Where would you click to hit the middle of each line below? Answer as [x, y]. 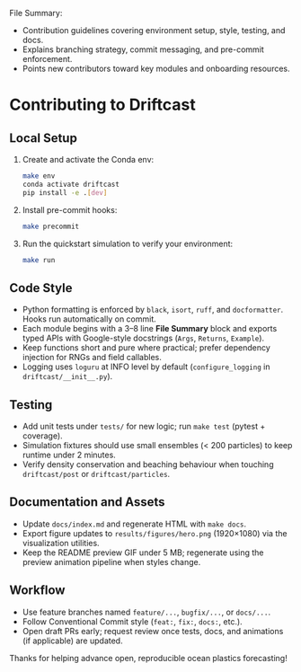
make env [39, 176]
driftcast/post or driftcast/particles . [96, 474]
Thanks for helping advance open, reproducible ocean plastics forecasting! [148, 658]
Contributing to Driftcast [102, 105]
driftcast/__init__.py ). [67, 376]
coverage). [42, 436]
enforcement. [47, 59]
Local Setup [44, 138]
